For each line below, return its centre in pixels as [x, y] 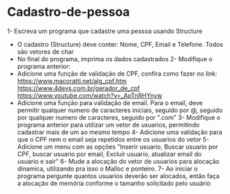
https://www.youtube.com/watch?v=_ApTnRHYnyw [90, 95]
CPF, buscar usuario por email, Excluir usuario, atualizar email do [109, 154]
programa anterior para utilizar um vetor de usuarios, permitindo [108, 125]
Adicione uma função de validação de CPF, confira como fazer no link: [117, 74]
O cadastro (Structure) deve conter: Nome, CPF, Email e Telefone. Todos [120, 44]
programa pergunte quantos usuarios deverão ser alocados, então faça [118, 175]
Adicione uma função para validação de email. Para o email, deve [110, 103]
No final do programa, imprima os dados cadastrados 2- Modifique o [115, 58]
